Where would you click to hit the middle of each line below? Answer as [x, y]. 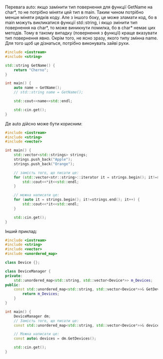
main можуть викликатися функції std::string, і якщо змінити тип [71, 22]
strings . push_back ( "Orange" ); [44, 164]
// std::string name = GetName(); [49, 92]
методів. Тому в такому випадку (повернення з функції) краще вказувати [81, 33]
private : [14, 276]
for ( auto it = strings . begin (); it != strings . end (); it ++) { [77, 200]
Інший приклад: [21, 231]
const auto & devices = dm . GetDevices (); [55, 339]
